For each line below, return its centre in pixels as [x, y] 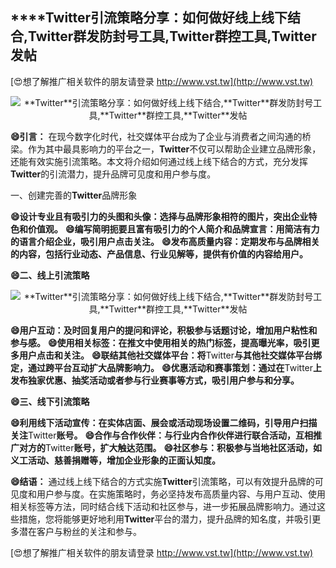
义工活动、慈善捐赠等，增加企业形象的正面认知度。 [115, 460]
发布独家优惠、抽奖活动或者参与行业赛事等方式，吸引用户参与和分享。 [155, 380]
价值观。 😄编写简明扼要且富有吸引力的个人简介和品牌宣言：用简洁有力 [173, 229]
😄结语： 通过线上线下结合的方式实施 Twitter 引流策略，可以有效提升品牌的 [162, 481]
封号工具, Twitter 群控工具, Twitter [214, 36]
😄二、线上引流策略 [50, 275]
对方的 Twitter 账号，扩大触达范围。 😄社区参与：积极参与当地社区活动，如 [170, 447]
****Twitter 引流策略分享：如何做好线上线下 [149, 18]
